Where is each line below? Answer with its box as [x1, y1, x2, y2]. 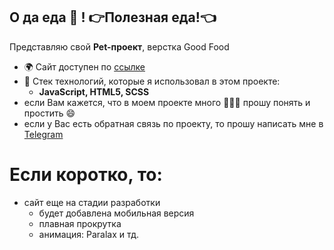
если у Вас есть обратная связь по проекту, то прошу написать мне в [23, 117, 324, 129]
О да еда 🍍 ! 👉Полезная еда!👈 [9, 9, 217, 26]
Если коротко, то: [9, 164, 163, 186]
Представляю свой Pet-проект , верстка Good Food [9, 40, 230, 53]
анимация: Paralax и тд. [38, 228, 140, 240]
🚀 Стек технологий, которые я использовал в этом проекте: [23, 75, 281, 87]
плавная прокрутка [38, 217, 122, 229]
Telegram [23, 128, 64, 140]
